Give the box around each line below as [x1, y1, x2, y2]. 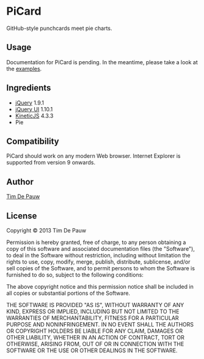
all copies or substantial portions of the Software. [6, 289, 130, 297]
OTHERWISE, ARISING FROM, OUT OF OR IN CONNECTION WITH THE [6, 341, 184, 347]
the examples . [6, 65, 42, 72]
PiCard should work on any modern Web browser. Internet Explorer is [6, 152, 181, 160]
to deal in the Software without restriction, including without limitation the [6, 252, 191, 259]
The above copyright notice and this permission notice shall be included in [6, 283, 194, 290]
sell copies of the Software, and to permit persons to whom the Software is [6, 265, 195, 272]
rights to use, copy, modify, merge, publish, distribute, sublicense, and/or [6, 258, 191, 265]
